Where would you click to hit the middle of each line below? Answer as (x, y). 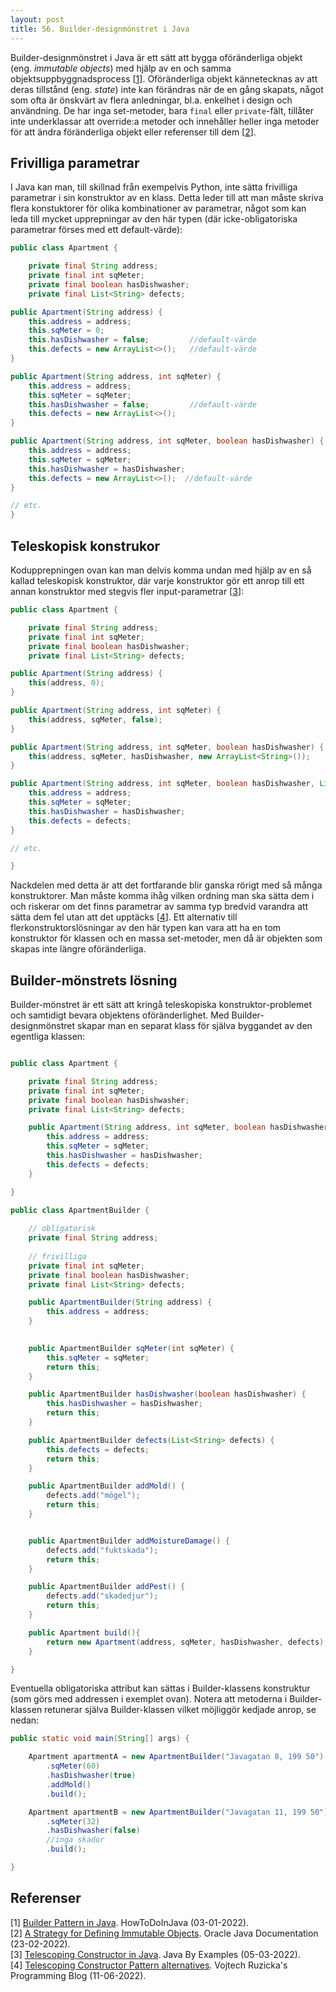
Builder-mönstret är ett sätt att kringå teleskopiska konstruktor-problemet (161, 1005)
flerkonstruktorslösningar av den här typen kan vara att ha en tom (146, 928)
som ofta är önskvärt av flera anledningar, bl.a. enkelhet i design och (151, 100)
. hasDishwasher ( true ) (91, 1776)
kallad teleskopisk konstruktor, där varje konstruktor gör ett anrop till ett (157, 580)
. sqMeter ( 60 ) (73, 1766)
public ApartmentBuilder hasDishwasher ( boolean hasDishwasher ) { (167, 1394)
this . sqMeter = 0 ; (66, 331)
